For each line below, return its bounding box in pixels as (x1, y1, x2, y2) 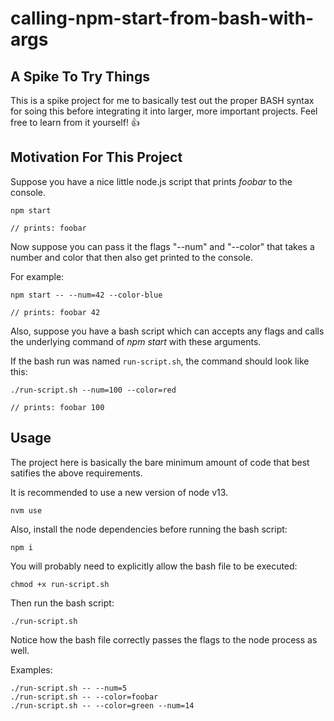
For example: (10, 270, 65, 282)
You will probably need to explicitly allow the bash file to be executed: (10, 560, 298, 572)
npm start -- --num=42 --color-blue (10, 290, 163, 300)
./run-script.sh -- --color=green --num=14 (10, 700, 195, 711)
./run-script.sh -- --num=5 (10, 683, 128, 693)
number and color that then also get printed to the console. (10, 251, 254, 263)
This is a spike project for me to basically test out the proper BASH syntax (10, 95, 315, 106)
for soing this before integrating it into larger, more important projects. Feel (10, 105, 318, 117)
